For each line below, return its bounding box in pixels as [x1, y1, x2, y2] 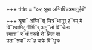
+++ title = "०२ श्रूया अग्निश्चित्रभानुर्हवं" [6, 6, 87, 12]
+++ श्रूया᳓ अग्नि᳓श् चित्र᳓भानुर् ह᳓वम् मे [6, 18, 82, 24]
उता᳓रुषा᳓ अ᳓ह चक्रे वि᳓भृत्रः [6, 37, 60, 44]
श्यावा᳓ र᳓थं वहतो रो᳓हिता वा [6, 31, 60, 38]
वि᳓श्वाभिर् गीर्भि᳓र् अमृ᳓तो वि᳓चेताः [6, 24, 70, 31]
